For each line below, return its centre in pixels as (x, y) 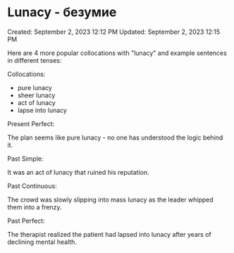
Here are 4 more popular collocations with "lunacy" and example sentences (117, 53)
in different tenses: (35, 60)
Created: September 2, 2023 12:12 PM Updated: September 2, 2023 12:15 (114, 32)
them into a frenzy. (35, 207)
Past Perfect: (26, 221)
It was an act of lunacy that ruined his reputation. (78, 172)
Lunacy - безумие (62, 12)
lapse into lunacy (42, 110)
